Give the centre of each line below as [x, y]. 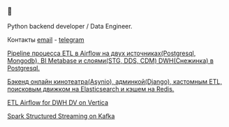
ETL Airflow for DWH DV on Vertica [58, 103]
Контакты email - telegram [46, 40]
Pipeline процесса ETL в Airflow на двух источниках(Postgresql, [102, 53]
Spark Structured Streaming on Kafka [61, 116]
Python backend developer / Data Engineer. [70, 27]
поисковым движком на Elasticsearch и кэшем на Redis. [91, 89]
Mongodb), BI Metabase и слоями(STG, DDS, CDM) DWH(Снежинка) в [111, 61]
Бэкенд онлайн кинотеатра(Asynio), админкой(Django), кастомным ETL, [114, 82]
